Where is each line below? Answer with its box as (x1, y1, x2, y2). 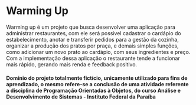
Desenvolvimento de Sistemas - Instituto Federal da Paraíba (6, 93, 156, 100)
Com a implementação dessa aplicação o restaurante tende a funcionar (6, 55, 180, 62)
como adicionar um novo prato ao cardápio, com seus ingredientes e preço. (6, 48, 191, 55)
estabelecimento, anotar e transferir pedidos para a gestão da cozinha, (6, 36, 179, 43)
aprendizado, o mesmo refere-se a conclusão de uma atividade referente (6, 80, 189, 87)
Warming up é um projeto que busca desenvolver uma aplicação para (6, 23, 176, 31)
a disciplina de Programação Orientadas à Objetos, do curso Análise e (6, 87, 181, 94)
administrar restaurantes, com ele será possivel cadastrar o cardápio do (6, 29, 181, 36)
